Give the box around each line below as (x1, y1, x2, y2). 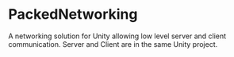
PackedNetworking (8, 5, 138, 23)
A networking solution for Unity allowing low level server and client (8, 31, 227, 41)
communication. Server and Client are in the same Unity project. (8, 39, 218, 48)
